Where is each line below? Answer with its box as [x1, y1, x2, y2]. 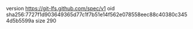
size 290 [35, 17, 57, 24]
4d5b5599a [6, 17, 35, 24]
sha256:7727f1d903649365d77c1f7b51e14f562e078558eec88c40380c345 [6, 11, 188, 18]
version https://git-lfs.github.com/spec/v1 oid [6, 5, 115, 12]
